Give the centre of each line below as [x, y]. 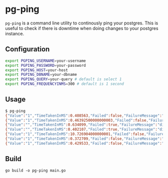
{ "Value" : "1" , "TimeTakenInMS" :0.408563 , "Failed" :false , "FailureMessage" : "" [86, 116]
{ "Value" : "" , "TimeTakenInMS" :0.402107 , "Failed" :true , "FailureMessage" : [81, 130]
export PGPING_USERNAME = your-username [45, 61]
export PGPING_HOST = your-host [37, 70]
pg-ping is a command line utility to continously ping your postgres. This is [82, 23]
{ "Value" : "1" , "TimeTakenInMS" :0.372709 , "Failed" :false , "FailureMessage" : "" [86, 139]
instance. [15, 33]
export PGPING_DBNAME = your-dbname [41, 75]
